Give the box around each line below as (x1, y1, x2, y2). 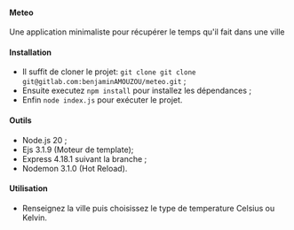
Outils (9, 115, 33, 126)
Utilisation (9, 183, 48, 194)
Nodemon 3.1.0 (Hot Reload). (21, 163, 128, 173)
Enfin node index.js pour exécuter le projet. (21, 95, 183, 105)
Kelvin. (21, 212, 47, 223)
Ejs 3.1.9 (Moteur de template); (21, 144, 134, 155)
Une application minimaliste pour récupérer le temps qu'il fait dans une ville (9, 27, 286, 37)
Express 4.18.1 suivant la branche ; (21, 153, 147, 164)
